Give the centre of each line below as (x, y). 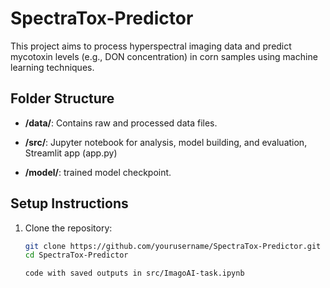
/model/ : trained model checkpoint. (98, 172)
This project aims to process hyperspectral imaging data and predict (151, 46)
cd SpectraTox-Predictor (76, 255)
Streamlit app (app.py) (71, 153)
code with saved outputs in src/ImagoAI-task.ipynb (134, 273)
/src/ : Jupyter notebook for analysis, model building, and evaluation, (166, 142)
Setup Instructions (69, 203)
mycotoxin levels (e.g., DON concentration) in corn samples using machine (164, 56)
